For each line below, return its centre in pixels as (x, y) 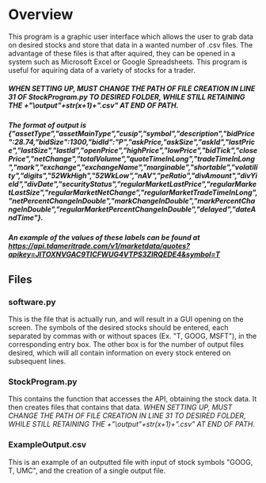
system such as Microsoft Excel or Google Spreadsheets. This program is (128, 62)
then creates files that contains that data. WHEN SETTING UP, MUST (120, 407)
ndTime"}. (26, 217)
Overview (41, 15)
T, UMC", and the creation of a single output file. (87, 470)
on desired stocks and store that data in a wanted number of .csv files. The (131, 44)
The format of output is (47, 125)
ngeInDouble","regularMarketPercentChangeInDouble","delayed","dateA (132, 209)
